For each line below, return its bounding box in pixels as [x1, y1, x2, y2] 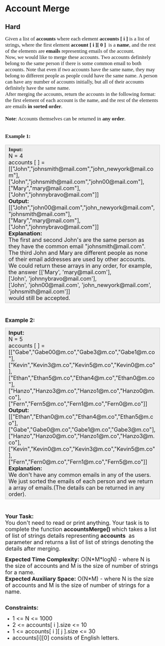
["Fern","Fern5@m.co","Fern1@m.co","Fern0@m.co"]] [8, 400, 147, 407]
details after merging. [5, 545, 61, 552]
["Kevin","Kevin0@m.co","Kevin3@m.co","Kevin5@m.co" [8, 446, 156, 453]
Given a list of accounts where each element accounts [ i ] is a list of [5, 35, 150, 42]
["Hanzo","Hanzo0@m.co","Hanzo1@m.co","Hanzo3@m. [8, 432, 155, 439]
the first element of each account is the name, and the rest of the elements [5, 97, 158, 103]
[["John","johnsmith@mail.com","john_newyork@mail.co [8, 165, 154, 172]
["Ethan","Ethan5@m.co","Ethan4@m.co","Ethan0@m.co [8, 374, 155, 381]
